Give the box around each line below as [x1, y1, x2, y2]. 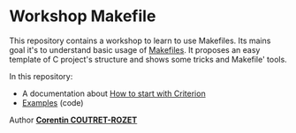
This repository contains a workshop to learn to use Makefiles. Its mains [9, 35, 271, 46]
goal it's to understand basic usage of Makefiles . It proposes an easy [9, 44, 261, 55]
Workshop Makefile [9, 6, 156, 26]
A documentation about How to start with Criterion [21, 88, 206, 99]
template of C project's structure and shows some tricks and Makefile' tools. [9, 54, 287, 64]
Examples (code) [21, 97, 84, 107]
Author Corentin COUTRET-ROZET [9, 115, 138, 125]
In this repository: [9, 70, 73, 81]
